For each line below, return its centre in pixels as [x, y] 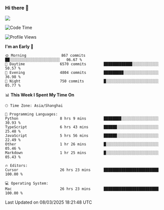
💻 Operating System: [27, 184]
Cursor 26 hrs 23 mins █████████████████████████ [82, 170]
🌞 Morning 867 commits [45, 56]
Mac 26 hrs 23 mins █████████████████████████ [82, 189]
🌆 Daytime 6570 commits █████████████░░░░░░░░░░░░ [82, 64]
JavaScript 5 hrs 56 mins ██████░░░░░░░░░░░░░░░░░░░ [82, 136]
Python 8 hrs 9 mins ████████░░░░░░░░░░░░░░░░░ [82, 119]
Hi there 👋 [17, 8]
